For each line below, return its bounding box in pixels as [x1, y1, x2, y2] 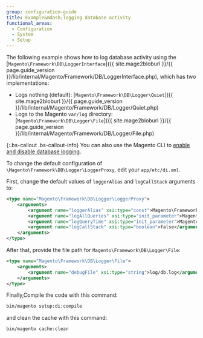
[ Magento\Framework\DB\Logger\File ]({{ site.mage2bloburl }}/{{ [14, 117, 171, 124]
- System [11, 31, 34, 38]
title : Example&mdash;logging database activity [6, 15, 131, 21]
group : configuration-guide [6, 8, 77, 15]
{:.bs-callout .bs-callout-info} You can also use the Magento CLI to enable [6, 142, 190, 148]
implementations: [6, 79, 50, 87]
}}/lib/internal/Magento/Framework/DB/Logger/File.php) [14, 130, 155, 137]
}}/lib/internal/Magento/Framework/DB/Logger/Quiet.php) [14, 104, 159, 111]
